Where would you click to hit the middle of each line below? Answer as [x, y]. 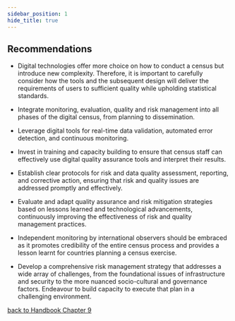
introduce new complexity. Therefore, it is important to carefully [110, 73]
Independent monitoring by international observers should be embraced [122, 238]
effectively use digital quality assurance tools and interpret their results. [122, 159]
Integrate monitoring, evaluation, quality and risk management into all [118, 109]
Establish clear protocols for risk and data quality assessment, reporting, [123, 173]
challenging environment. [54, 296]
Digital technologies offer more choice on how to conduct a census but [121, 66]
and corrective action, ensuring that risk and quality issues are [108, 181]
